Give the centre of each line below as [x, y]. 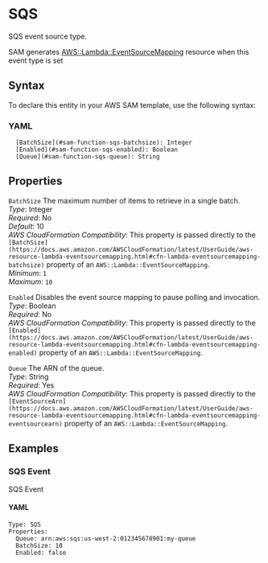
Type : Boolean [32, 306]
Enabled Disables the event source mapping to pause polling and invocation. [134, 297]
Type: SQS [25, 524]
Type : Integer [31, 209]
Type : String [29, 376]
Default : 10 [26, 226]
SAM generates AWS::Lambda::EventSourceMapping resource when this [129, 51]
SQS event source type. [47, 36]
